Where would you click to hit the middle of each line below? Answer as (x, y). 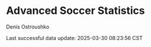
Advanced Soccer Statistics (75, 11)
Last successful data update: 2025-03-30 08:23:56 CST (74, 38)
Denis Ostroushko (28, 27)
